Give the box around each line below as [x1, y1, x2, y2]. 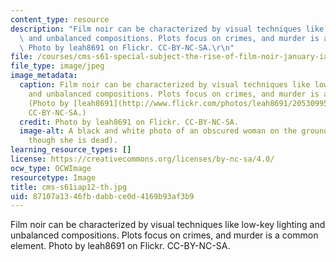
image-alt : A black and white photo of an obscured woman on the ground [19, 126, 329, 136]
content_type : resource [10, 14, 110, 25]
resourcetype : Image [10, 172, 97, 183]
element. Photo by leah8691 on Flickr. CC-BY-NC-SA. [10, 240, 231, 252]
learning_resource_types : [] [10, 145, 132, 155]
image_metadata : [10, 71, 78, 81]
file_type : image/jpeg [10, 61, 105, 71]
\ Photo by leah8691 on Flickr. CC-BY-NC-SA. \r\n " [19, 42, 235, 53]
